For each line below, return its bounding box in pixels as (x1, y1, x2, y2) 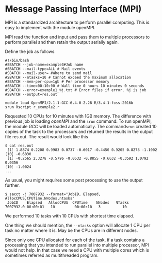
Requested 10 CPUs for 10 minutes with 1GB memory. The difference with (5, 113, 151, 119)
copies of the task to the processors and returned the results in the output (5, 129, 153, 134)
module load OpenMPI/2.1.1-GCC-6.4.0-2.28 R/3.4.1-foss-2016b (5, 100, 133, 105)
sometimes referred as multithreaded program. (5, 252, 98, 258)
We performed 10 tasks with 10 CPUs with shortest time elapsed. (5, 213, 134, 219)
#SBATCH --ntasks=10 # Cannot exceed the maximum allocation (5, 75, 131, 80)
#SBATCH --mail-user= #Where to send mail (5, 70, 92, 76)
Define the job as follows (5, 49, 55, 54)
